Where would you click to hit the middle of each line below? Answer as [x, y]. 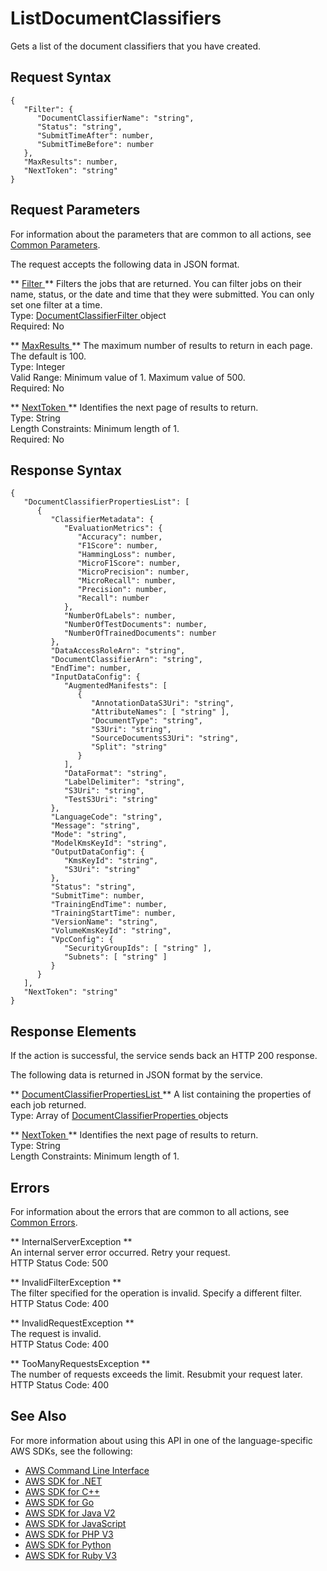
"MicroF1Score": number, [129, 563]
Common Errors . [44, 1222]
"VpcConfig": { [82, 940]
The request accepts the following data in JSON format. [125, 264]
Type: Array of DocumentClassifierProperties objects [119, 1116]
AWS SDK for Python [68, 1544]
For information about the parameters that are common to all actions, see [161, 234]
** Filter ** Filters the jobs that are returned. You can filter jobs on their [156, 283]
